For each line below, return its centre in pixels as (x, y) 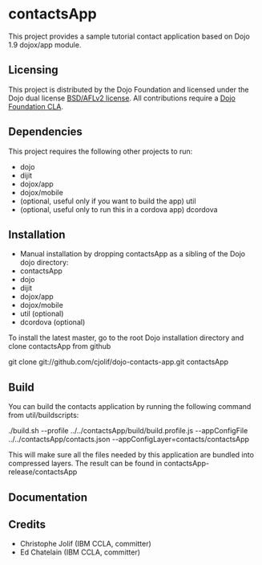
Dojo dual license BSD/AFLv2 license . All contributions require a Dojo (122, 98)
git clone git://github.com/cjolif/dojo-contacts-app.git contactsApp (119, 362)
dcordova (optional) (52, 322)
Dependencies (45, 132)
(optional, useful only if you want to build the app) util (108, 201)
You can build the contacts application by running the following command (130, 407)
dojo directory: (44, 263)
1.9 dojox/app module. (45, 44)
